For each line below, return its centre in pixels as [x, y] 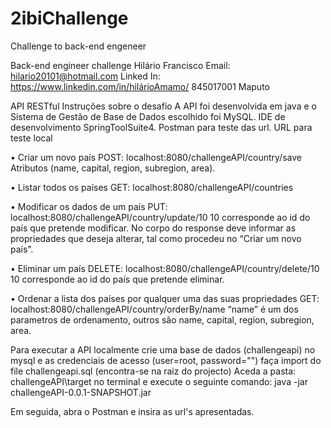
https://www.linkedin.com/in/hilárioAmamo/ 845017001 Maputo [140, 86]
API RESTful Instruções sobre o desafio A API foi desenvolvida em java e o [163, 106]
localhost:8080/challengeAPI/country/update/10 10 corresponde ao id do [160, 217]
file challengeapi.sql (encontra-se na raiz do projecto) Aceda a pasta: [153, 371]
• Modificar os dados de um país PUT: [89, 206]
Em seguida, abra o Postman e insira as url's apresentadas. [132, 411]
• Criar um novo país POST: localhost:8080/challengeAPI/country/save [156, 157]
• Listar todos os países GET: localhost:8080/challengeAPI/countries [152, 187]
